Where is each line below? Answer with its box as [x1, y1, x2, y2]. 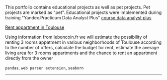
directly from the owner [5, 55, 54, 61]
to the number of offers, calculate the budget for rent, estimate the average [5, 45, 159, 50]
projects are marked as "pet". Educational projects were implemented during [5, 9, 162, 15]
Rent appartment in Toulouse [5, 24, 65, 30]
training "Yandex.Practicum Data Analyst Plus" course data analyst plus [5, 15, 152, 20]
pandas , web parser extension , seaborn [5, 65, 84, 71]
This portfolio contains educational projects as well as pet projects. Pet [5, 4, 151, 10]
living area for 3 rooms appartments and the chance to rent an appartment [5, 50, 158, 56]
